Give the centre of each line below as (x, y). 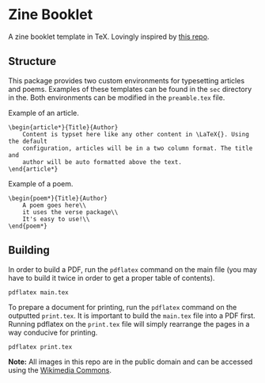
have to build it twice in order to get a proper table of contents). (112, 278)
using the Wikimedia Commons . (60, 370)
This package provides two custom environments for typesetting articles (127, 80)
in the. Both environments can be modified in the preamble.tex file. (117, 98)
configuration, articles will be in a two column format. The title (138, 148)
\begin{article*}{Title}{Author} (63, 127)
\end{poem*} (28, 226)
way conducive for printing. (53, 332)
